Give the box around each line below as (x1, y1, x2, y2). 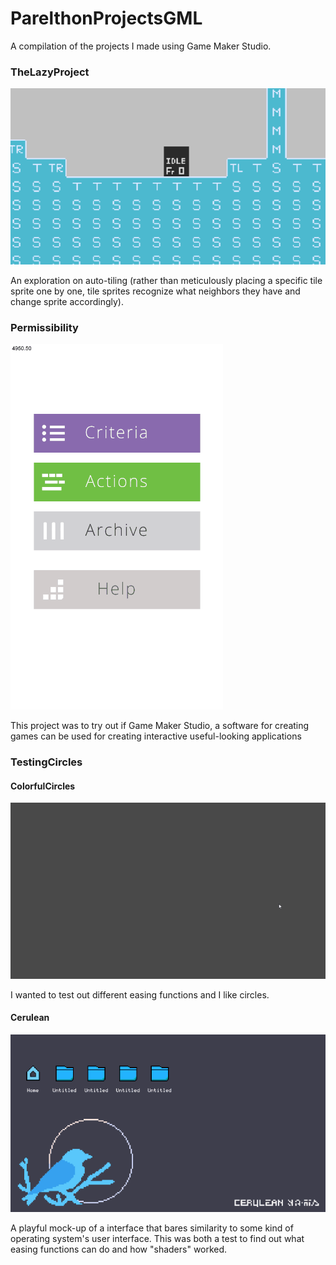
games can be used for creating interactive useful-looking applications (10, 730, 302, 742)
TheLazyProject (10, 65, 90, 79)
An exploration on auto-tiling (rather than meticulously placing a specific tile (10, 275, 323, 287)
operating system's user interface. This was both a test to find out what (10, 1232, 305, 1244)
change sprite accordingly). (10, 296, 124, 308)
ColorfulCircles (10, 780, 76, 792)
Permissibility (10, 320, 79, 334)
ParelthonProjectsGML (10, 7, 203, 30)
